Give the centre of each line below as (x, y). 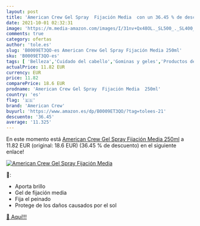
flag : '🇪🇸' (21, 100)
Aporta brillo (30, 186)
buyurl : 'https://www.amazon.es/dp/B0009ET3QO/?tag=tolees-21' (86, 111)
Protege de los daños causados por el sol (66, 205)
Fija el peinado (33, 199)
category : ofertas (29, 39)
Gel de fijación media (41, 193)
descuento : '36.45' (30, 117)
